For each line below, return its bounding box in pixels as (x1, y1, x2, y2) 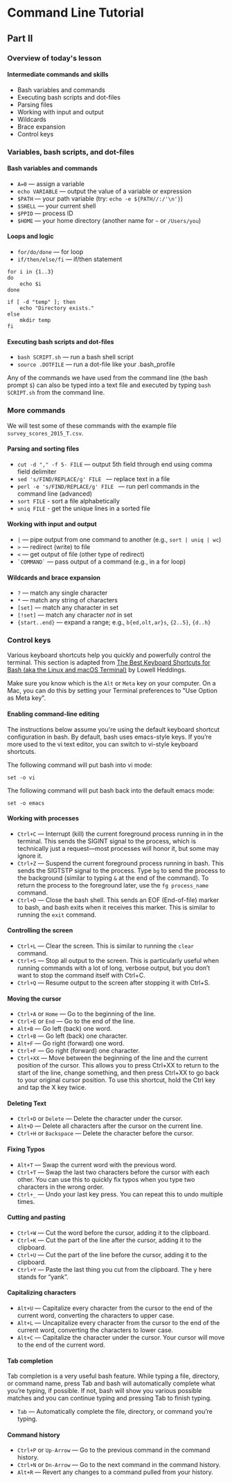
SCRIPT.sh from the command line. (7, 388, 105, 397)
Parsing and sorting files (7, 444, 80, 453)
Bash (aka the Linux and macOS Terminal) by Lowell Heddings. (7, 666, 187, 674)
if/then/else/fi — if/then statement (17, 255, 123, 264)
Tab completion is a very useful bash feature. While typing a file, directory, (7, 1372, 220, 1381)
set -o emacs (7, 800, 45, 807)
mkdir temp (19, 317, 51, 324)
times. (17, 1197, 35, 1205)
